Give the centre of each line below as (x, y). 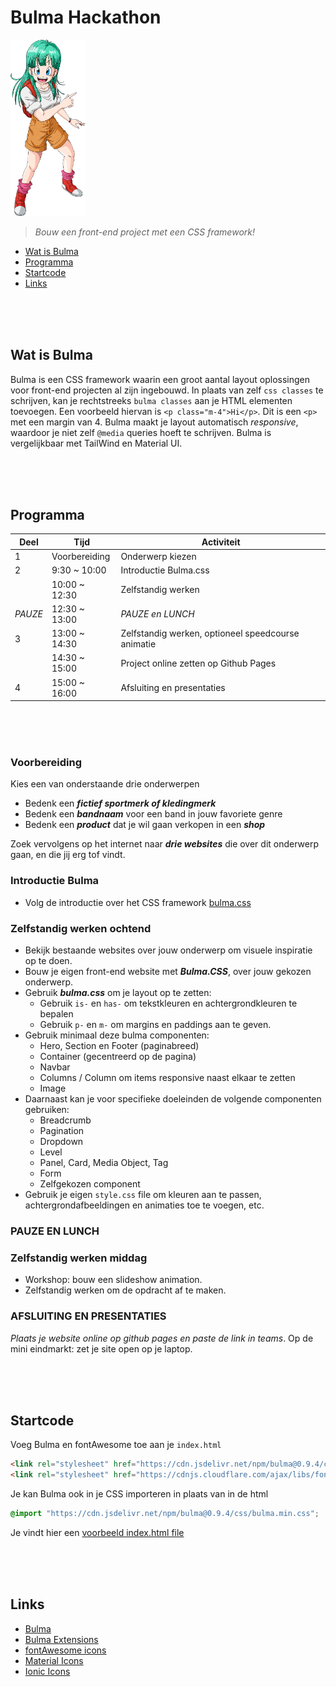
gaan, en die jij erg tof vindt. (68, 855)
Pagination (62, 1131)
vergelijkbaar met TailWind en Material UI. (96, 443)
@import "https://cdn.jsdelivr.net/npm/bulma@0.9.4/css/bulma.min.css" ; (165, 1514)
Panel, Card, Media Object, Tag (104, 1163)
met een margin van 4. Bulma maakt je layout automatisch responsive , (154, 422)
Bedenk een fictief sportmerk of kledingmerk (120, 803)
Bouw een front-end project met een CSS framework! (144, 232)
